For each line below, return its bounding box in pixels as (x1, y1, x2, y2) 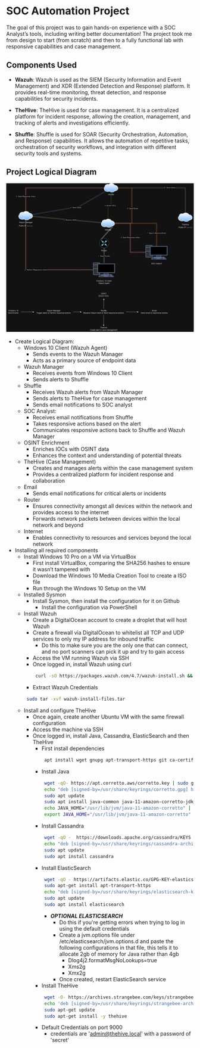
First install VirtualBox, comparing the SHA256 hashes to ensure (32, 559, 190, 567)
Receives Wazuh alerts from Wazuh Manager (32, 388, 143, 396)
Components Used (6, 60, 77, 70)
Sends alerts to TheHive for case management (32, 395, 147, 402)
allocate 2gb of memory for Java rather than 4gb (59, 950, 179, 957)
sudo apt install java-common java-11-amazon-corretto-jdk (44, 799, 194, 805)
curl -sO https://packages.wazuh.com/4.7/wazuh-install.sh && (35, 673, 193, 679)
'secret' (50, 1037, 70, 1044)
